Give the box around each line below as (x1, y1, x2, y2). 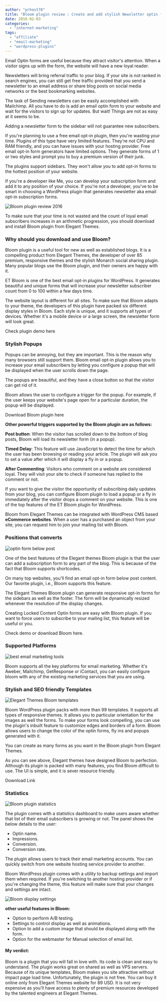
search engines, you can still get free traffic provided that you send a (5, 78, 146, 83)
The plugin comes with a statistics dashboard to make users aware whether (5, 811, 159, 817)
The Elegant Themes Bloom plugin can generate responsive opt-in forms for (5, 590, 161, 596)
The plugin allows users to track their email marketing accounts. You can (5, 856, 153, 862)
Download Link (5, 778, 36, 784)
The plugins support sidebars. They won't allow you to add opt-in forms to (5, 163, 157, 169)
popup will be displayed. (5, 402, 55, 408)
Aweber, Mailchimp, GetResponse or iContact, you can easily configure (5, 668, 150, 674)
